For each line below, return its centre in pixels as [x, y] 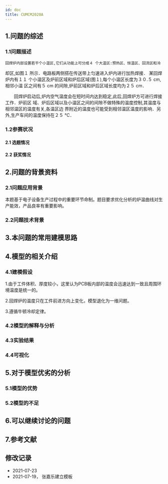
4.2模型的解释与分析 [30, 326]
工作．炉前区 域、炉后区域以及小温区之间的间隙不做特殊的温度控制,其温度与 [83, 103]
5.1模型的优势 [21, 388]
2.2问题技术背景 [25, 220]
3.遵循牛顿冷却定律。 [27, 311]
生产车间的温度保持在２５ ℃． [42, 115]
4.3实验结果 [19, 340]
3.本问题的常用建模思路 [41, 238]
